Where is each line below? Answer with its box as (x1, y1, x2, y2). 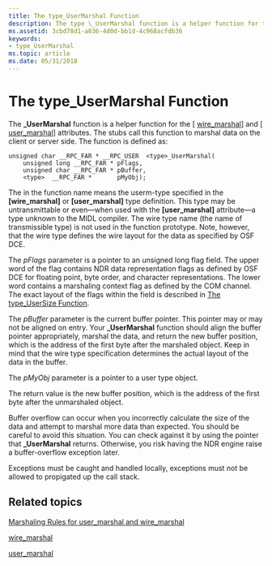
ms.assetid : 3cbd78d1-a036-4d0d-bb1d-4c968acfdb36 (8, 27, 183, 35)
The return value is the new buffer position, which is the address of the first (8, 388, 261, 398)
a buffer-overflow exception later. (8, 447, 120, 457)
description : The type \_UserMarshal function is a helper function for (8, 19, 259, 28)
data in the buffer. (8, 356, 68, 366)
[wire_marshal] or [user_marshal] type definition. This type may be (8, 196, 236, 205)
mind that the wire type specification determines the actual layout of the (8, 348, 249, 358)
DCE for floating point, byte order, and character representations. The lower (8, 272, 261, 282)
